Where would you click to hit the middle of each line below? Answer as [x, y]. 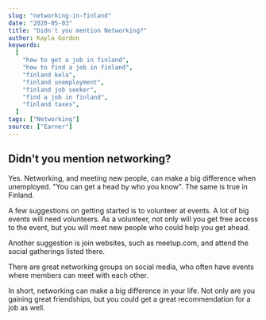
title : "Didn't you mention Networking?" [78, 30]
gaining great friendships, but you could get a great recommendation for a [129, 299]
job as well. [27, 307]
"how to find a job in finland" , [78, 68]
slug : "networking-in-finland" [60, 16]
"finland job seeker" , [60, 90]
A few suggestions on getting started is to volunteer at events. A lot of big [129, 210]
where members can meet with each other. [79, 275]
